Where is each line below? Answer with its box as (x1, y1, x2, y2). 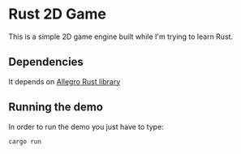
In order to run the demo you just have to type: (8, 122, 164, 131)
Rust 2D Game (8, 5, 107, 24)
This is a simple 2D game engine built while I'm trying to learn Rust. (8, 32, 234, 41)
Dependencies (8, 55, 84, 69)
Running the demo (8, 101, 104, 114)
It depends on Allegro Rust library (8, 76, 121, 86)
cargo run (8, 137, 42, 146)
